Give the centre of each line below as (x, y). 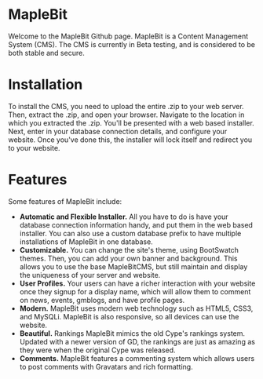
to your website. (34, 148)
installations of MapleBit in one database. (86, 242)
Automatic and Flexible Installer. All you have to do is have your (124, 217)
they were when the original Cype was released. (97, 350)
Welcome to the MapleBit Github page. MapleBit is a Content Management (128, 36)
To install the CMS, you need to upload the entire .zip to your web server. (126, 106)
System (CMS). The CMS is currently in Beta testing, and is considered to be (132, 44)
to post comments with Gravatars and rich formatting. (106, 366)
